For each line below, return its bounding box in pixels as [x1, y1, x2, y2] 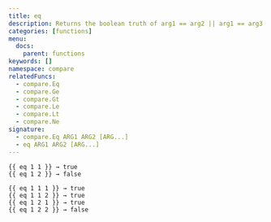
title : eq [8, 11, 42, 20]
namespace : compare [8, 65, 75, 73]
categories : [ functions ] [8, 27, 92, 35]
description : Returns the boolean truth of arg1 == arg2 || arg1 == [8, 20, 245, 28]
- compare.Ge [15, 87, 60, 96]
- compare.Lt [15, 111, 60, 119]
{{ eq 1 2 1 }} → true [8, 198, 85, 207]
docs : [15, 42, 35, 50]
